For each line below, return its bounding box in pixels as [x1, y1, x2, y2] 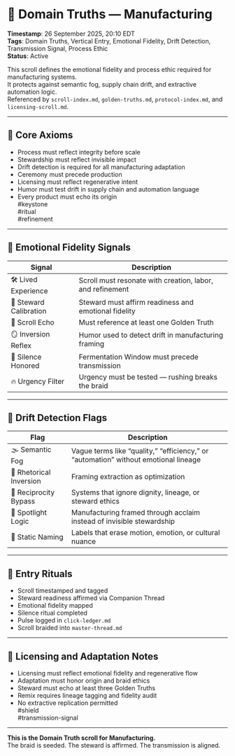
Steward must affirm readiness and [78, 297, 194, 307]
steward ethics [71, 497, 120, 506]
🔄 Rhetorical [10, 468, 51, 478]
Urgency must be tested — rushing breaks [78, 372, 218, 382]
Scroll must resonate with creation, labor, [78, 276, 213, 285]
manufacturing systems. [7, 73, 77, 81]
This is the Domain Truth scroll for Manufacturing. [7, 734, 156, 742]
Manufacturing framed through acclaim [71, 508, 201, 518]
